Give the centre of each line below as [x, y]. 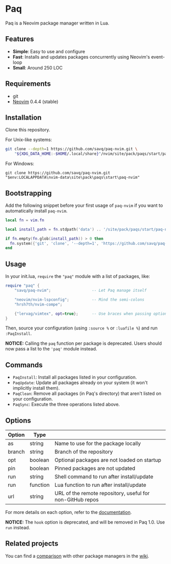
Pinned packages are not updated [95, 468]
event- [158, 57]
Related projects [32, 544]
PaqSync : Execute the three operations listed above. [66, 405]
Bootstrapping [28, 193]
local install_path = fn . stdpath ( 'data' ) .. [53, 229]
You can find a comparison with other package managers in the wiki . [77, 556]
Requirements [28, 84]
